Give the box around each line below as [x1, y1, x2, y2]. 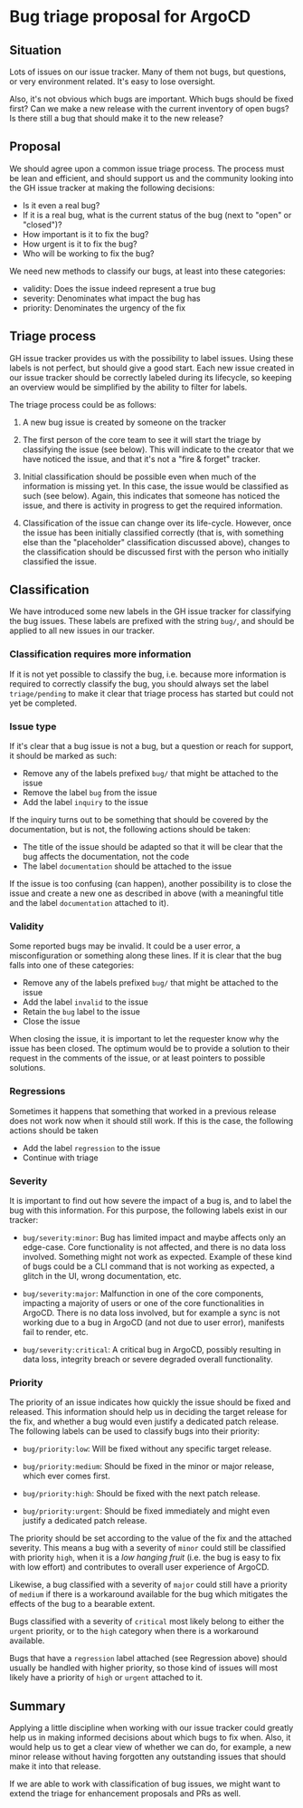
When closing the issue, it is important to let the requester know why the [9, 1034, 279, 1044]
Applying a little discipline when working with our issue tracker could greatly [9, 1723, 294, 1734]
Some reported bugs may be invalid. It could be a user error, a [9, 940, 241, 952]
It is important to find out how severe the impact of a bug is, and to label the [9, 1195, 292, 1206]
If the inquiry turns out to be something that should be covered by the [9, 814, 269, 825]
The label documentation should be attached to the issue [22, 861, 232, 871]
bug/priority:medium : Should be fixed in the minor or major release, [22, 1461, 275, 1472]
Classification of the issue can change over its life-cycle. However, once [22, 517, 292, 528]
